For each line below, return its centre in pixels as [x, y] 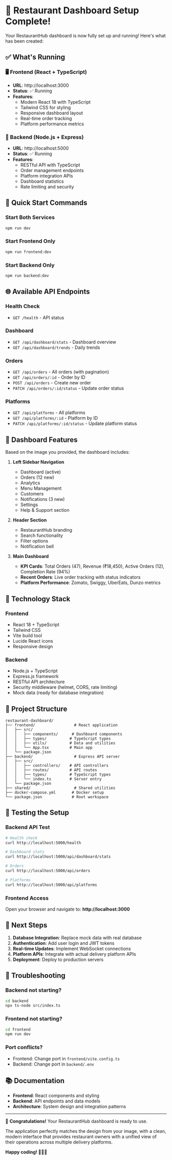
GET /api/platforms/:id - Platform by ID [55, 418]
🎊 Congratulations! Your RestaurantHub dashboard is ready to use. [77, 1122]
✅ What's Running [35, 57]
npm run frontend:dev [28, 252]
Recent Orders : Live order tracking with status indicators [80, 577]
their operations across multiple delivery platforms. [59, 1142]
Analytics [30, 483]
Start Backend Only [30, 265]
